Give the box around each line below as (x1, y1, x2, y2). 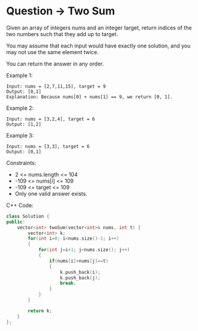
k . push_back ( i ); (59, 269, 101, 275)
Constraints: (6, 159, 37, 166)
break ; (59, 281, 77, 287)
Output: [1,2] (6, 121, 42, 127)
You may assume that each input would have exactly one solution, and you (6, 42, 191, 49)
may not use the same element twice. (6, 48, 99, 55)
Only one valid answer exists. (14, 190, 88, 197)
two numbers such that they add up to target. (6, 30, 118, 37)
